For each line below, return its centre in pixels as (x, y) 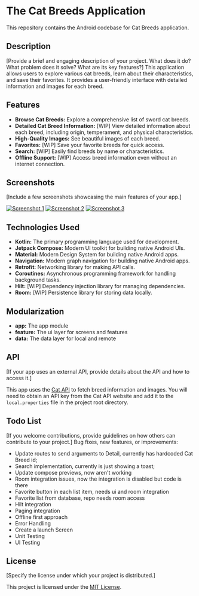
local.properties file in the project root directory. (67, 402)
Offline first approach (41, 517)
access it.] (19, 378)
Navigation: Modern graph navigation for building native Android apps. (102, 261)
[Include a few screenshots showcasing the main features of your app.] (94, 197)
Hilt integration (33, 504)
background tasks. (38, 280)
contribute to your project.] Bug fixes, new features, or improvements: (92, 442)
